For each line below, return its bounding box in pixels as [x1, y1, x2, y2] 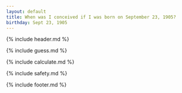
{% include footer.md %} [6, 81, 67, 88]
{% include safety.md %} [6, 70, 68, 77]
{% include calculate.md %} [6, 58, 75, 65]
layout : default [6, 8, 46, 15]
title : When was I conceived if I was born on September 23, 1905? [6, 14, 177, 20]
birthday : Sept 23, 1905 [6, 19, 68, 25]
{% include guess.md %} [6, 47, 67, 54]
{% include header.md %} [6, 36, 69, 43]
